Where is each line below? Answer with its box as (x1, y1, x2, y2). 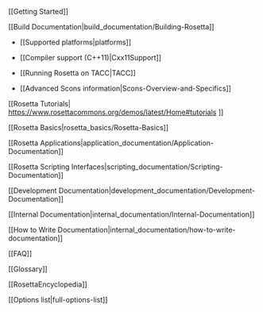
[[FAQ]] (8, 249, 33, 258)
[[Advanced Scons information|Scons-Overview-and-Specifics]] (19, 83, 232, 93)
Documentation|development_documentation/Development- (58, 186, 256, 195)
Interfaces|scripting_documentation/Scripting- (71, 162, 223, 171)
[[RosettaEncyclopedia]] (8, 279, 87, 289)
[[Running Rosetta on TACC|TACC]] (19, 68, 137, 78)
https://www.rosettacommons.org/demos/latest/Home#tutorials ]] (8, 107, 224, 117)
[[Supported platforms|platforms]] (19, 37, 132, 47)
